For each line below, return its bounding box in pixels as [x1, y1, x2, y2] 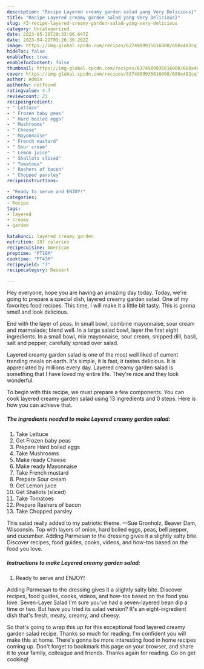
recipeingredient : [7, 99, 53, 105]
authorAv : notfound [7, 82, 56, 88]
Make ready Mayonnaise [15, 463, 77, 470]
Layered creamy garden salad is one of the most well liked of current [7, 351, 179, 358]
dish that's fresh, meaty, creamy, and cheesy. [7, 612, 120, 619]
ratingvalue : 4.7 [7, 88, 51, 94]
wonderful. [7, 377, 34, 384]
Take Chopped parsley [15, 508, 73, 515]
